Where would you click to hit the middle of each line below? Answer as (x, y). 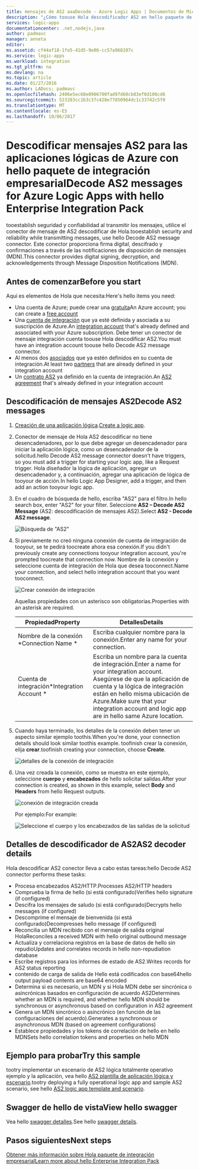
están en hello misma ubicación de (141, 693)
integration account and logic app (139, 708)
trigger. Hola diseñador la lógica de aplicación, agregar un (86, 468)
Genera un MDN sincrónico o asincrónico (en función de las (88, 1012)
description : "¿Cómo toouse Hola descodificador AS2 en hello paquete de (99, 17)
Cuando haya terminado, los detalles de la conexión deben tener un (97, 731)
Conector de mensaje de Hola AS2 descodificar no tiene (84, 436)
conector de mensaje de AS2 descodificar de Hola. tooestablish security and (99, 231)
